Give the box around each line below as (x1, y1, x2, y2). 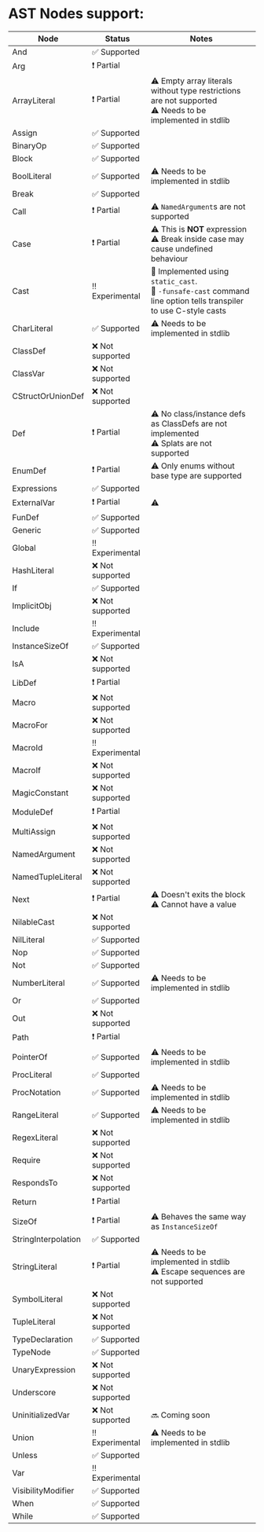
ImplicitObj (12, 600, 53, 611)
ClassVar (12, 368, 45, 379)
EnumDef (12, 465, 47, 476)
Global (12, 542, 37, 553)
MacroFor (12, 720, 49, 731)
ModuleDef (12, 807, 53, 818)
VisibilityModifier (12, 1485, 75, 1496)
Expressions (12, 482, 57, 493)
